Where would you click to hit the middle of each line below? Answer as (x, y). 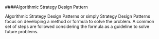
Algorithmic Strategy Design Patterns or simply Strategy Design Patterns (78, 16)
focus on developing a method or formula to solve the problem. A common (80, 21)
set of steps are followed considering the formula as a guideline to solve (77, 26)
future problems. (22, 32)
